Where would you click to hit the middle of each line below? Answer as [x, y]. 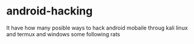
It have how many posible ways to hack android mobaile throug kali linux [97, 28]
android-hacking [50, 11]
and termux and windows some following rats [63, 34]
